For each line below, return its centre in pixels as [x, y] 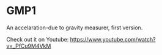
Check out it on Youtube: [38, 39]
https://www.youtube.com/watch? [113, 39]
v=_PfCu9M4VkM [29, 46]
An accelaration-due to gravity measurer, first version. [75, 28]
